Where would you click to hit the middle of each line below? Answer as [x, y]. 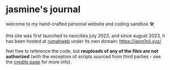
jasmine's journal [43, 9]
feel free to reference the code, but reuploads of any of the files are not [82, 51]
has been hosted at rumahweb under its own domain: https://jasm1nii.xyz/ [84, 41]
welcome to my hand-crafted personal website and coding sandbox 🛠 [80, 24]
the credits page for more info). [39, 62]
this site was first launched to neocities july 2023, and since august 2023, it [86, 36]
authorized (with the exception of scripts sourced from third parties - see [83, 56]
